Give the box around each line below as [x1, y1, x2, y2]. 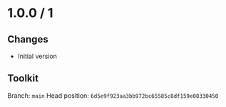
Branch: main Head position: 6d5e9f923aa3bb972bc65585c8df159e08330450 [7, 91, 219, 100]
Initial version [17, 52, 57, 60]
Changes [7, 33, 48, 45]
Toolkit [7, 72, 39, 84]
